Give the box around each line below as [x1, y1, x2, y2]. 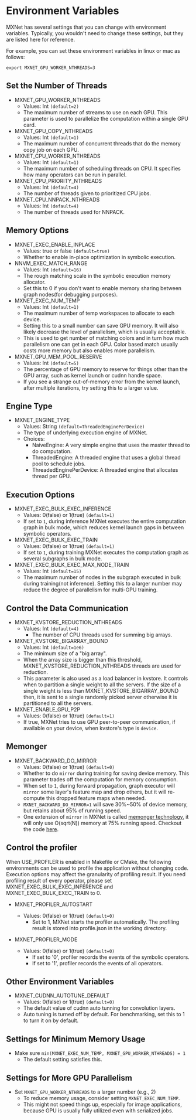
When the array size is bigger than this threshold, [23, 656, 142, 663]
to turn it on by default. [23, 1017, 79, 1024]
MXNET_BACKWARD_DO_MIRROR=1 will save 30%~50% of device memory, [23, 801, 188, 808]
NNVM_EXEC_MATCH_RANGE [14, 260, 88, 267]
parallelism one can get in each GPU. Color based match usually [23, 341, 178, 348]
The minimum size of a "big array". [23, 650, 107, 657]
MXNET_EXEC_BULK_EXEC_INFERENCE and [6, 883, 114, 890]
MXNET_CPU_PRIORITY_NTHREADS [14, 177, 102, 184]
